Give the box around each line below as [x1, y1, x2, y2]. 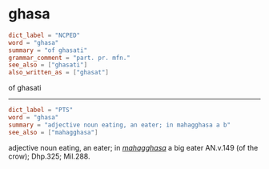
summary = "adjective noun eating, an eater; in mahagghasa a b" [8, 121, 231, 129]
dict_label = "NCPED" [8, 31, 81, 39]
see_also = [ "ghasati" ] [8, 61, 88, 69]
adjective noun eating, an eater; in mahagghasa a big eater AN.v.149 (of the [8, 143, 259, 152]
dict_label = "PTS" [8, 106, 74, 115]
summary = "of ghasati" [8, 46, 88, 54]
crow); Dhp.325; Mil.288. [8, 151, 90, 161]
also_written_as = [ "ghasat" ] [8, 69, 110, 77]
